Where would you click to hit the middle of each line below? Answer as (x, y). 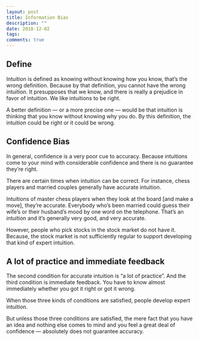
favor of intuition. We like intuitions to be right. (63, 98)
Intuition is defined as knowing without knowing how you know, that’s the (97, 78)
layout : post (23, 12)
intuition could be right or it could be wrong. (61, 123)
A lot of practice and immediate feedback (85, 262)
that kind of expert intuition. (41, 243)
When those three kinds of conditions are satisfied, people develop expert (98, 301)
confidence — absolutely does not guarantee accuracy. (75, 331)
